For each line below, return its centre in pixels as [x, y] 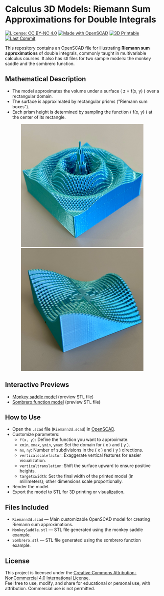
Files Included [27, 507]
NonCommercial [22, 578]
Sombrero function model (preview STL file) [56, 402]
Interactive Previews [37, 385]
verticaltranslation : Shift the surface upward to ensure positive [85, 466]
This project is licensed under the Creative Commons [59, 573]
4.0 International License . [64, 578]
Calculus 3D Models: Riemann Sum [78, 9]
